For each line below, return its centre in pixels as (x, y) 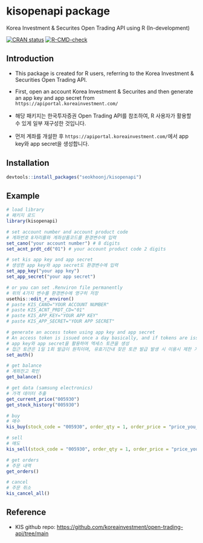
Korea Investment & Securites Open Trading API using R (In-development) (98, 28)
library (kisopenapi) (32, 221)
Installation (28, 163)
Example (23, 196)
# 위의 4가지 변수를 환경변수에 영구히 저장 (52, 293)
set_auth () (20, 355)
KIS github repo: (35, 527)
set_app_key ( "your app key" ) (43, 271)
